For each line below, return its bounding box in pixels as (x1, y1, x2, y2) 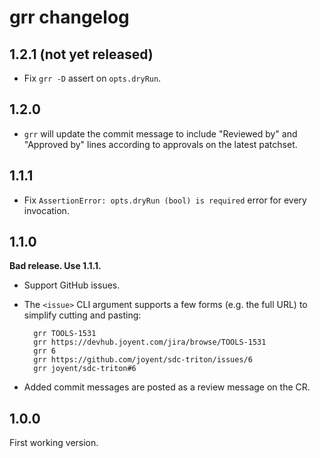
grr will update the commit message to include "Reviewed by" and (23, 127, 298, 140)
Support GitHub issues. (23, 279, 121, 291)
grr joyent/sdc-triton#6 (33, 364, 137, 374)
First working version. (9, 437, 99, 449)
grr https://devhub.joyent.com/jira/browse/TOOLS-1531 (33, 337, 267, 348)
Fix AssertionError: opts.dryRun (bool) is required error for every (23, 194, 307, 206)
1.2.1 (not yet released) (9, 46, 154, 63)
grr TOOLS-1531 (33, 329, 97, 339)
